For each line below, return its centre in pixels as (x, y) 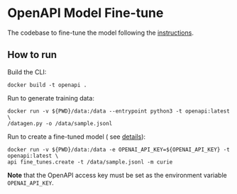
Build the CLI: (27, 72)
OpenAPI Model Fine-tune (86, 13)
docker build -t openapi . (47, 85)
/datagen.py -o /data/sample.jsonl (60, 123)
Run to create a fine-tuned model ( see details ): (77, 137)
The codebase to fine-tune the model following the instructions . (100, 33)
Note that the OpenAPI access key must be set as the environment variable (117, 175)
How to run (32, 55)
